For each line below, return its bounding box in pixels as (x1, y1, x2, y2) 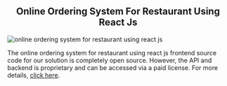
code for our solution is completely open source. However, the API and (7, 56, 212, 64)
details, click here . (7, 71, 60, 79)
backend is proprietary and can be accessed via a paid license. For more (7, 63, 219, 72)
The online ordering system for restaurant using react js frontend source (7, 48, 216, 57)
